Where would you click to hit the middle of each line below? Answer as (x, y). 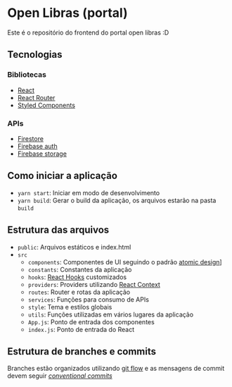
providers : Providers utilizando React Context (94, 284)
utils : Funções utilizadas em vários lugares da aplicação (111, 314)
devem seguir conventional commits (60, 376)
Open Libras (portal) (67, 13)
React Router (36, 97)
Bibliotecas (27, 75)
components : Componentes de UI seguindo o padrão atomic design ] (125, 262)
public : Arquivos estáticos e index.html (74, 247)
